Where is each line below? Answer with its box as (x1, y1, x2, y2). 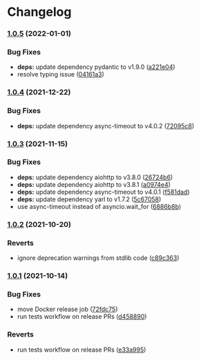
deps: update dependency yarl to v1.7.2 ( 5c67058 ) (17, 194, 162, 203)
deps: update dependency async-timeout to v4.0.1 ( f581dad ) (17, 188, 190, 196)
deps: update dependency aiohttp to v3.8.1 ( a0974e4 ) (17, 180, 171, 188)
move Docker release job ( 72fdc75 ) (17, 305, 118, 314)
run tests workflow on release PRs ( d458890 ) (17, 312, 147, 321)
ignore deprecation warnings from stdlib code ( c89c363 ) (17, 254, 180, 262)
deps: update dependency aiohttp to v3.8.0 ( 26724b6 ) (17, 173, 173, 181)
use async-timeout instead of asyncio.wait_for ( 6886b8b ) (17, 202, 182, 210)
